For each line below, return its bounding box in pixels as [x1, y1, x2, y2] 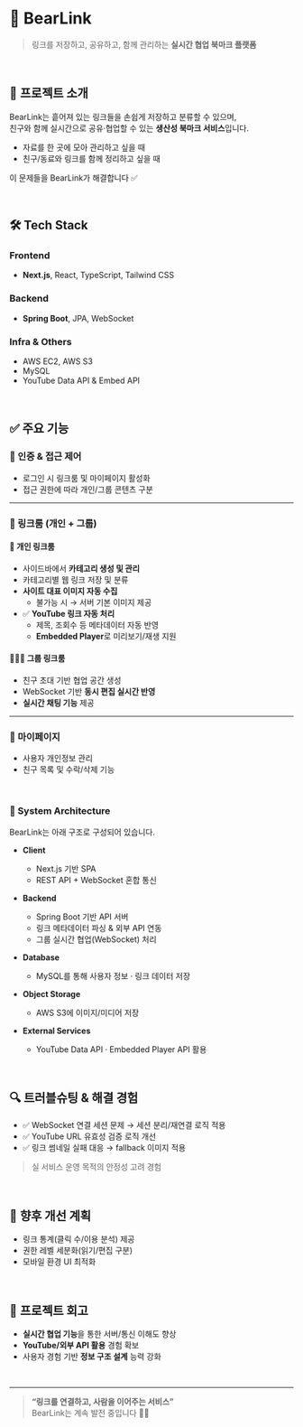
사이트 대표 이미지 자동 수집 [22, 585, 118, 596]
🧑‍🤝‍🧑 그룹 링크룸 [9, 653, 66, 664]
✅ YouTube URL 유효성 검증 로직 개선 [22, 1131, 156, 1142]
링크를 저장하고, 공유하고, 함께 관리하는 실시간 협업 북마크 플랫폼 [31, 39, 257, 50]
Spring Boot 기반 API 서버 [35, 911, 129, 922]
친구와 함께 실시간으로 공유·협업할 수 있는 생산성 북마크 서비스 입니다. [9, 122, 250, 134]
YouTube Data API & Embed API [22, 375, 141, 387]
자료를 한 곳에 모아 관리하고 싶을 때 [22, 142, 146, 153]
